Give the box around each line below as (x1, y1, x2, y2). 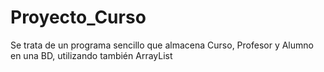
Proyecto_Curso (10, 6, 147, 29)
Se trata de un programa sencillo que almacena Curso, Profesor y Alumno (10, 39, 314, 51)
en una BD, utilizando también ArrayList (10, 49, 173, 61)
